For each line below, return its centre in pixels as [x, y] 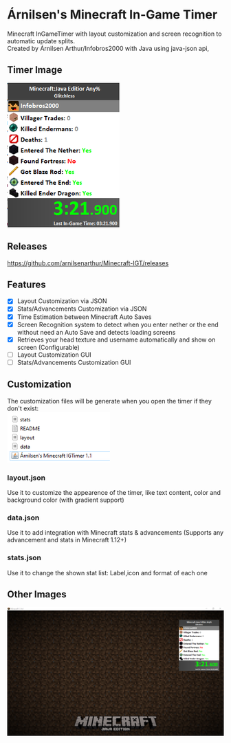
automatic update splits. [41, 41]
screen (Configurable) [48, 347]
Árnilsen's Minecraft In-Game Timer [112, 15]
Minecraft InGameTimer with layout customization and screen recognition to [114, 34]
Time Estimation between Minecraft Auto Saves [84, 317]
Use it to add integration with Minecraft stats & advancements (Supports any [115, 533]
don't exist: [23, 408]
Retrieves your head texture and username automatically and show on [116, 340]
